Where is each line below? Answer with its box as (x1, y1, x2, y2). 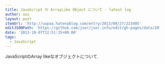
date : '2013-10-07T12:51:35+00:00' (5, 30, 78, 35)
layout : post (5, 16, 32, 21)
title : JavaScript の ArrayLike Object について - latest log (5, 7, 131, 12)
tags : (5, 35, 16, 40)
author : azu (5, 12, 29, 17)
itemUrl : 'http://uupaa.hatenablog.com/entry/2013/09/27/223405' (5, 21, 141, 26)
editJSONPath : (5, 26, 34, 31)
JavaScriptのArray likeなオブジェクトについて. (5, 53, 99, 59)
